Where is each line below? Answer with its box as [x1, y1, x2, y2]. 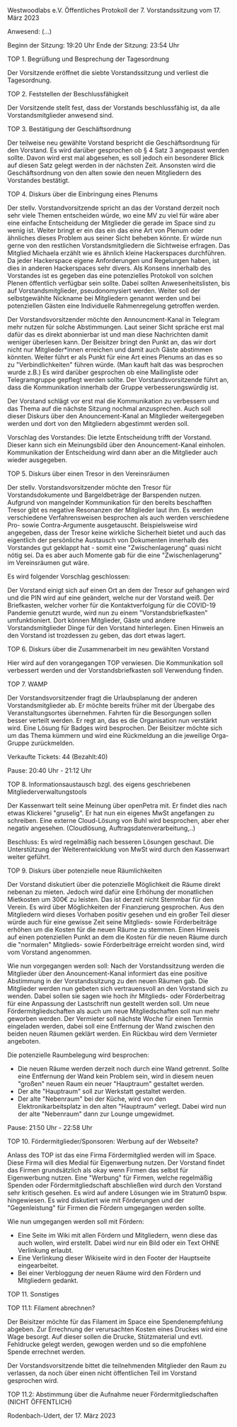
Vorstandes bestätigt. [7, 177, 70, 184]
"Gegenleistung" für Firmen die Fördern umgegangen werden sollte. [7, 1204, 207, 1211]
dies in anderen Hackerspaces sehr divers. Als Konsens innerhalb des [7, 264, 212, 272]
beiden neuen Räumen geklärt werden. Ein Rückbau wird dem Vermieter [7, 1029, 218, 1038]
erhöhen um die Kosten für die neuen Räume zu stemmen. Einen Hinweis [7, 925, 220, 934]
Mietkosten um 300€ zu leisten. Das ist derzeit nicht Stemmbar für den [7, 895, 214, 903]
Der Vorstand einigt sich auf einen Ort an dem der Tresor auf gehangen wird [7, 586, 230, 594]
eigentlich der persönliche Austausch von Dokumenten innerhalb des [7, 536, 209, 544]
